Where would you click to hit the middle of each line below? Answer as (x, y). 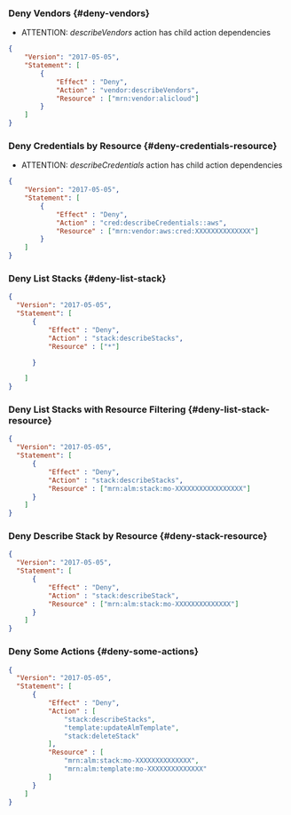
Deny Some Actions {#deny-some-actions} (103, 652)
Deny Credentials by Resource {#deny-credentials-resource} (143, 146)
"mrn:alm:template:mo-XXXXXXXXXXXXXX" (136, 769)
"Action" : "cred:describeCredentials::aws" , (141, 223)
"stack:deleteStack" (102, 736)
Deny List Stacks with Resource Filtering (97, 409)
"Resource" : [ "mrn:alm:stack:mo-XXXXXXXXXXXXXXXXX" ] (149, 488)
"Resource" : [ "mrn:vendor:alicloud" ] (127, 99)
